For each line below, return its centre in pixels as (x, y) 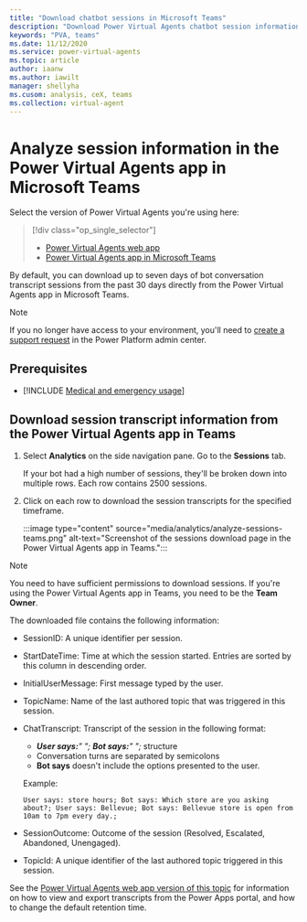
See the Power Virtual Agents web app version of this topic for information (149, 887)
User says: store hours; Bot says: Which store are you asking (146, 800)
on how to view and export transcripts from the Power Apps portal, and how (152, 897)
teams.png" (45, 538)
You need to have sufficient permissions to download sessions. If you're (145, 583)
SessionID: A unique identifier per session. (102, 638)
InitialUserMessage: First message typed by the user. (123, 683)
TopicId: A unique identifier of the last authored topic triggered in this (153, 860)
